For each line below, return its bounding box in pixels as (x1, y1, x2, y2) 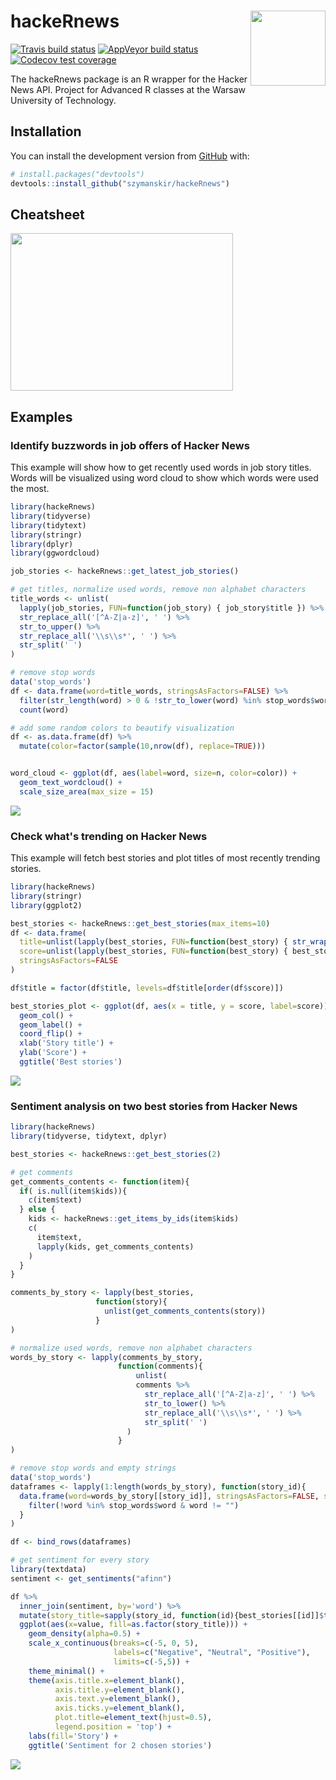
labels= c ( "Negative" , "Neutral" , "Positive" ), (113, 1648, 311, 1658)
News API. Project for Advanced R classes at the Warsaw (10, 83, 247, 95)
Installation (10, 123, 82, 140)
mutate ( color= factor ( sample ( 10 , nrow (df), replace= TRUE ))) (19, 741, 267, 752)
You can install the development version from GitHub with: (10, 150, 250, 162)
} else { (19, 1205, 56, 1215)
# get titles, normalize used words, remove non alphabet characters (10, 585, 307, 595)
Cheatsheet (10, 206, 85, 223)
